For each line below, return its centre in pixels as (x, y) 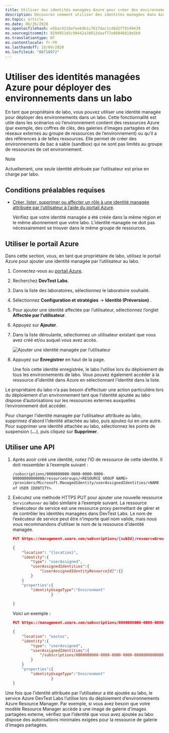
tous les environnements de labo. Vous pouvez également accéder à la (86, 375)
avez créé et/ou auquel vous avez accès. (55, 340)
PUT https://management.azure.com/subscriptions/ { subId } (73, 538)
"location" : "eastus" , (46, 636)
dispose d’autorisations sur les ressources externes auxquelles (70, 401)
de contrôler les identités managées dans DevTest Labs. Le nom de (82, 513)
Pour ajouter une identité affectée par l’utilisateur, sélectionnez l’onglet (85, 310)
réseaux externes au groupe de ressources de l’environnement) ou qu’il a (81, 133)
